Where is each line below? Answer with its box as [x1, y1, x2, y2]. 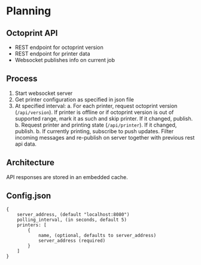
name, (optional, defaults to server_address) [38, 233, 157, 239]
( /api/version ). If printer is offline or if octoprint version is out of [14, 109, 174, 116]
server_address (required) [38, 238, 106, 244]
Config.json [6, 191, 51, 201]
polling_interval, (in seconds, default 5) [17, 217, 127, 223]
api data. [14, 140, 37, 147]
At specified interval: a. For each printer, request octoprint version [14, 102, 178, 109]
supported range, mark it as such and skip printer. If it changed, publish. [14, 115, 193, 122]
